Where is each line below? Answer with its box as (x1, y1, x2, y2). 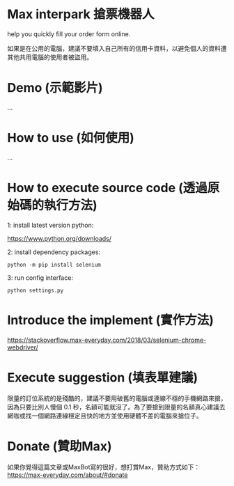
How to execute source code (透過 (7, 180, 208, 196)
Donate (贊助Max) (7, 438, 113, 454)
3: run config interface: (7, 273, 73, 282)
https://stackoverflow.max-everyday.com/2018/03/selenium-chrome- (7, 336, 207, 344)
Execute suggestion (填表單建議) (7, 370, 198, 385)
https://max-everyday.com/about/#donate (7, 471, 128, 479)
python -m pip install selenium (7, 261, 101, 268)
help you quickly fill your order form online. (7, 29, 131, 38)
